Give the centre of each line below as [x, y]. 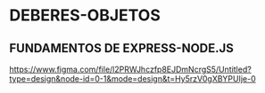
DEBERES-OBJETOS [85, 15]
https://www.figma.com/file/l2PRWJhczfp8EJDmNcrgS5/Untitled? [130, 69]
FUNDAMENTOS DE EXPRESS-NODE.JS [122, 48]
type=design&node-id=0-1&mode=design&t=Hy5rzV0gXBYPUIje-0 [132, 79]
